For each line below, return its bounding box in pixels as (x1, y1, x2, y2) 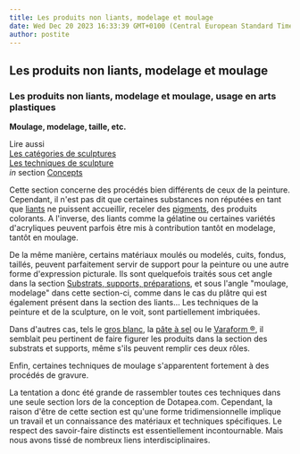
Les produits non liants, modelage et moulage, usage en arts (9, 90, 277, 102)
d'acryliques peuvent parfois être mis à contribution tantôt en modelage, (9, 223, 276, 234)
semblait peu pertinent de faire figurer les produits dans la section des (9, 333, 268, 345)
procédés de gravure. (9, 370, 89, 381)
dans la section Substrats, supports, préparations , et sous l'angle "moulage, (9, 278, 288, 289)
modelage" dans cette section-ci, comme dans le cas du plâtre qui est (9, 287, 268, 298)
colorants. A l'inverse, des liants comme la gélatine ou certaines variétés (9, 213, 276, 224)
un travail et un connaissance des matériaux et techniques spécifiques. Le (9, 415, 283, 426)
